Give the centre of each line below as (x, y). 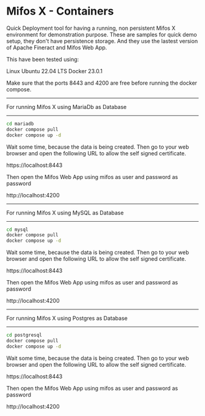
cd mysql (17, 230)
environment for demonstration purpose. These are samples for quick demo (102, 34)
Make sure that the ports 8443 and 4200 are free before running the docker (102, 83)
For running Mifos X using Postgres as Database (67, 319)
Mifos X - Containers (60, 11)
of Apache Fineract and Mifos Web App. (57, 48)
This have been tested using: (43, 59)
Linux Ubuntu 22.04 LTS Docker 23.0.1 (54, 71)
